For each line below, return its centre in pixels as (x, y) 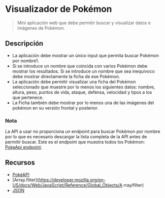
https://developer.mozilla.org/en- (72, 180)
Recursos (20, 163)
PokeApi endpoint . (24, 147)
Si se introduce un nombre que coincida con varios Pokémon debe (80, 66)
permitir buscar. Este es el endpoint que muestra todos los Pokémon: (75, 142)
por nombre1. (26, 61)
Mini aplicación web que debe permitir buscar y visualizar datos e (84, 23)
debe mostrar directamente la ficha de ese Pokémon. (66, 76)
